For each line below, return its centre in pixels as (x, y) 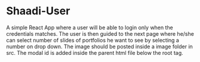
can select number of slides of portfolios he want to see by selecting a (93, 40)
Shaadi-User (38, 11)
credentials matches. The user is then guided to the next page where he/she (100, 33)
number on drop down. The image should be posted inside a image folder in (99, 46)
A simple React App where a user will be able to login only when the (90, 27)
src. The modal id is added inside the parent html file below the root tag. (95, 52)
